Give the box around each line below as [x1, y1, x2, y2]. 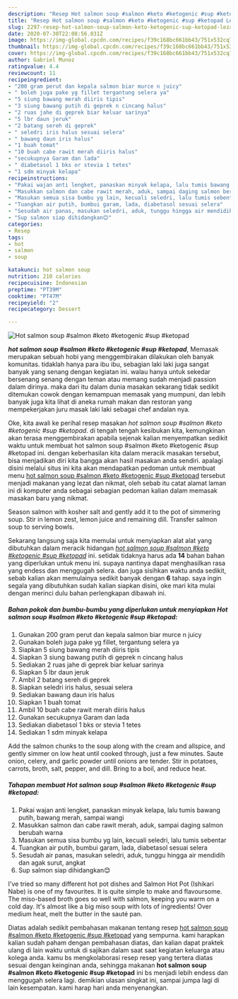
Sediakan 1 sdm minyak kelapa [18, 728, 108, 737]
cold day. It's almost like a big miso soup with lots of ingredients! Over [8, 902, 212, 911]
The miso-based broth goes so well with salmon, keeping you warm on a [8, 895, 220, 904]
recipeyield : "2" [8, 299, 59, 306]
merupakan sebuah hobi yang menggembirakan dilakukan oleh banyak [8, 353, 215, 361]
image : [8, 37, 28, 44]
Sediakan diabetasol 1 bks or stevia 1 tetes [18, 720, 141, 729]
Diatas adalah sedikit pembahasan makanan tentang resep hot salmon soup [8, 923, 229, 932]
